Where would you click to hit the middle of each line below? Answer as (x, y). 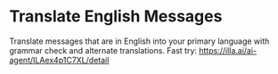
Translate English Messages (116, 16)
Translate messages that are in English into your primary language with (139, 41)
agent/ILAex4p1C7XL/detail (59, 60)
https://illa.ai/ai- (228, 50)
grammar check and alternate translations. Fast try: (103, 50)
